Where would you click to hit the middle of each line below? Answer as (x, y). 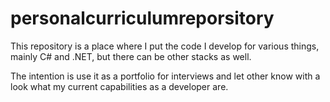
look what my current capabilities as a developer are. (119, 86)
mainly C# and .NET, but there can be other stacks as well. (131, 56)
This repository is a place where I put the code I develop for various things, (165, 46)
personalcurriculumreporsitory (142, 18)
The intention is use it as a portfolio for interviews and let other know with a (165, 76)
